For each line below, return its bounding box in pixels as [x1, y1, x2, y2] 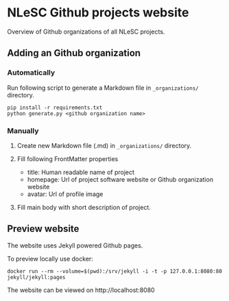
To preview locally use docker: [7, 254, 94, 263]
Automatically [7, 68, 56, 77]
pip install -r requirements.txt [7, 104, 103, 111]
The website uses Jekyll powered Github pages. [7, 241, 143, 250]
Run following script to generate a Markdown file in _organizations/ [7, 84, 199, 92]
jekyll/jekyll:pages [7, 274, 67, 280]
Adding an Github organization [7, 47, 141, 59]
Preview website [7, 223, 80, 234]
